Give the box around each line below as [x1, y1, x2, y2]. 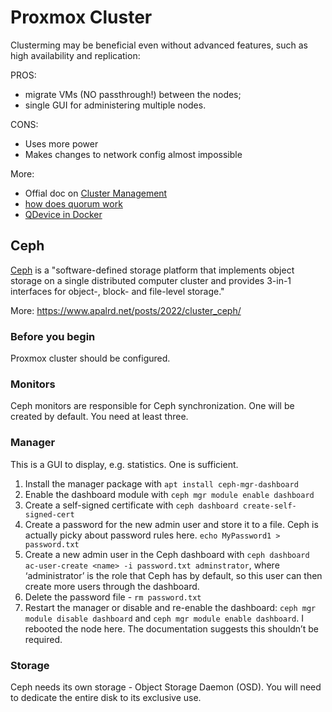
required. [24, 633, 63, 645]
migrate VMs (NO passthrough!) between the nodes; [24, 88, 242, 100]
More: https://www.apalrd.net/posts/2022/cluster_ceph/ [10, 304, 242, 316]
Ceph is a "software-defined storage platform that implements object [10, 264, 295, 276]
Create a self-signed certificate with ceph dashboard [24, 499, 239, 511]
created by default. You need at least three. [10, 411, 189, 423]
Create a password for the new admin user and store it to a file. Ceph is [24, 518, 319, 530]
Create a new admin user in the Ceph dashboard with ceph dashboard [24, 548, 310, 560]
